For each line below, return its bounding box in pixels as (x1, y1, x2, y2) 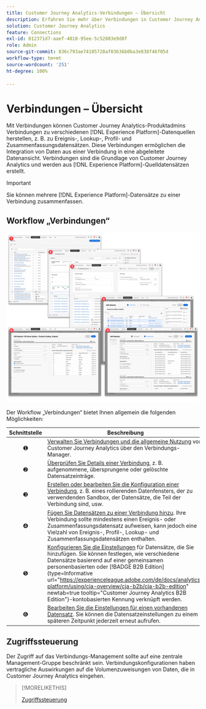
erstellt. (6, 167, 26, 175)
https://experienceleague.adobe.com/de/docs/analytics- (59, 576, 204, 583)
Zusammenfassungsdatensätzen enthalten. (47, 535, 156, 542)
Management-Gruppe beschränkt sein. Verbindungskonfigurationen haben (6, 659, 195, 667)
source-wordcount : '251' (6, 61, 70, 67)
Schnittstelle (9, 429, 42, 436)
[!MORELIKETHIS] (21, 684, 67, 692)
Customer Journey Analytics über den (47, 444, 143, 452)
